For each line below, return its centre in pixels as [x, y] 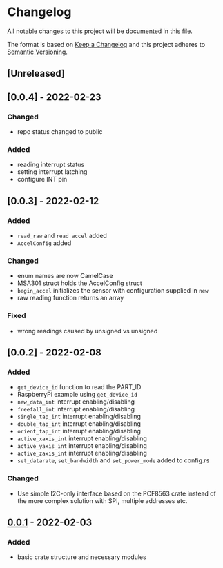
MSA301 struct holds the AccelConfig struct [80, 283]
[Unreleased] [36, 74]
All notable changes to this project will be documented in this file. [100, 31]
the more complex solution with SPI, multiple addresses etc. [102, 500]
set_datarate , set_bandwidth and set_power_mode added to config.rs [113, 460]
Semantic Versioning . [37, 52]
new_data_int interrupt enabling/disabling [76, 402]
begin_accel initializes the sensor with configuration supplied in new [113, 291]
